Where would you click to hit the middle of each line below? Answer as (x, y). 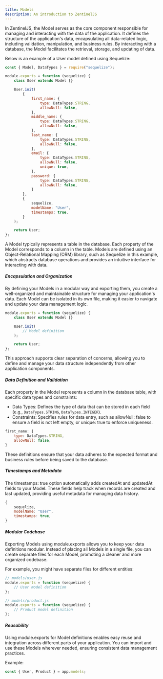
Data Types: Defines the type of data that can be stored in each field (81, 407)
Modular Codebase (25, 532)
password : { (43, 176)
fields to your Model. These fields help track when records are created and (80, 488)
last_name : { (44, 135)
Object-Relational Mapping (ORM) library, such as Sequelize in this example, (82, 254)
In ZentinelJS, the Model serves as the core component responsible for (76, 28)
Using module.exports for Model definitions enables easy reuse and (73, 637)
